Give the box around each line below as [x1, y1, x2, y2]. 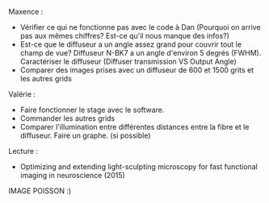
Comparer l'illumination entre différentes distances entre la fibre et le [19, 122, 250, 131]
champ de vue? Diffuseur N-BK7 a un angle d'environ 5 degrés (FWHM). [19, 48, 262, 57]
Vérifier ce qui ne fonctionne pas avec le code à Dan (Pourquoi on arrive [19, 23, 261, 31]
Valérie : [8, 89, 36, 99]
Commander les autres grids [19, 114, 116, 123]
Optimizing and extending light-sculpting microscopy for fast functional [19, 162, 258, 172]
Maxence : [8, 7, 44, 16]
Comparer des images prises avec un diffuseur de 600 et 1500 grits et [19, 65, 254, 75]
